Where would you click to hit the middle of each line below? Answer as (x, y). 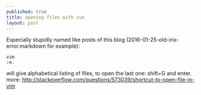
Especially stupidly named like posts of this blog (65, 40)
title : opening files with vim (45, 17)
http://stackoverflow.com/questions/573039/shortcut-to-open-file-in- (108, 80)
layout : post (22, 23)
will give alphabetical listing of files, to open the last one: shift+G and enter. (99, 73)
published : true (26, 12)
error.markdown (26, 46)
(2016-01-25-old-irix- (152, 40)
